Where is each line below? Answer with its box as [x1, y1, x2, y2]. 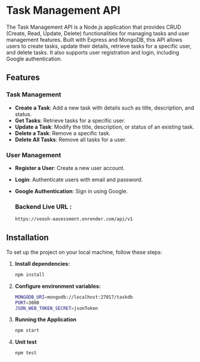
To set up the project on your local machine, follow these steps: [6, 248, 162, 255]
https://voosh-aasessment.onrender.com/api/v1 [14, 216, 133, 222]
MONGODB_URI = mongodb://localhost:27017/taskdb [14, 294, 133, 300]
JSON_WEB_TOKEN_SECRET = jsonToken [14, 305, 99, 311]
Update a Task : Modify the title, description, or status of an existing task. [14, 123, 195, 130]
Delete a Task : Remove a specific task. [14, 129, 111, 136]
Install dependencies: [14, 260, 70, 267]
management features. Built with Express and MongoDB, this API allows [6, 36, 183, 43]
